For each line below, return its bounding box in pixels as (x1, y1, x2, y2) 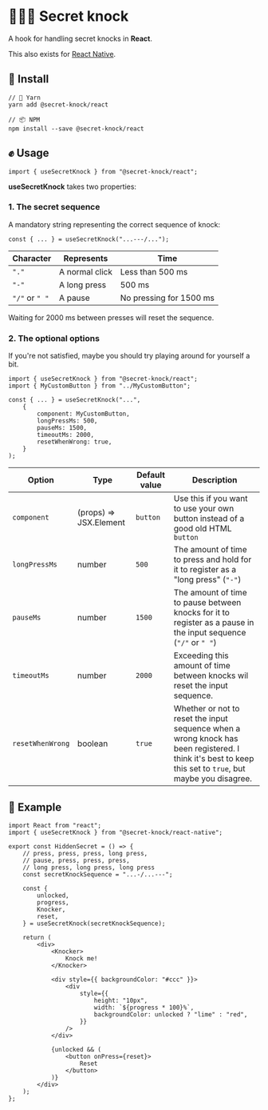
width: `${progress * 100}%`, (93, 1004, 195, 1012)
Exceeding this (173, 650, 229, 661)
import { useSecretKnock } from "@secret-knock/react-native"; (8, 828, 223, 836)
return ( (22, 933, 52, 941)
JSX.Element (77, 517, 125, 528)
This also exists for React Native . (8, 49, 116, 58)
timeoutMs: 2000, (37, 431, 94, 439)
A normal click (58, 266, 113, 277)
